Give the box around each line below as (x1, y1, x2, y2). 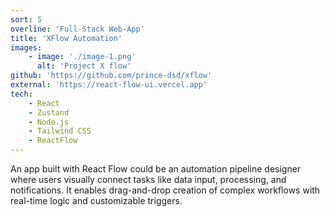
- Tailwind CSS (28, 126, 92, 136)
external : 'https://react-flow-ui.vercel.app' (10, 80, 208, 90)
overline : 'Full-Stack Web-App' (10, 24, 145, 34)
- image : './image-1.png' (28, 52, 137, 62)
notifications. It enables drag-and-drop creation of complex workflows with (10, 184, 321, 196)
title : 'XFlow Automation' (10, 33, 123, 43)
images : (10, 42, 43, 53)
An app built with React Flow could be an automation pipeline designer (10, 163, 302, 175)
